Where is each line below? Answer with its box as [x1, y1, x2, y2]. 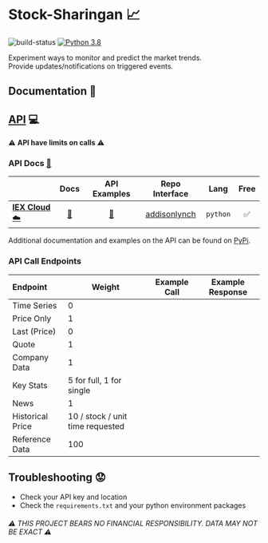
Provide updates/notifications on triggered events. [8, 61, 174, 71]
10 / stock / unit [67, 410, 128, 422]
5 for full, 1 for [67, 375, 122, 386]
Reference [12, 434, 52, 445]
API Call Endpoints [8, 256, 82, 267]
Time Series [12, 299, 57, 311]
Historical [12, 410, 49, 422]
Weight [91, 281, 120, 292]
